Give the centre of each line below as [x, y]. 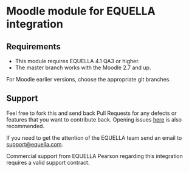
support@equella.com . [35, 144]
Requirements [33, 46]
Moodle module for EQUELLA [81, 11]
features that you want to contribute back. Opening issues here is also [94, 119]
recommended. [25, 126]
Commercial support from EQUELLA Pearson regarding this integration [95, 156]
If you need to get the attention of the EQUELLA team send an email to [94, 137]
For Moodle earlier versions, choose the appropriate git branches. [89, 79]
